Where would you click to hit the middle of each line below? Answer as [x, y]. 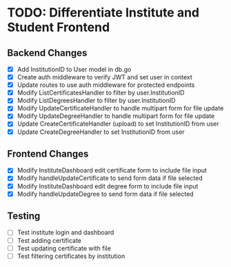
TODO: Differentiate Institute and [103, 13]
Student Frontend [59, 27]
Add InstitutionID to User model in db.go [74, 69]
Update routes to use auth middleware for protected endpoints [106, 85]
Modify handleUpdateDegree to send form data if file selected [106, 194]
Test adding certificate [49, 240]
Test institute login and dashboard [66, 233]
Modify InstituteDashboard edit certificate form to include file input [112, 170]
